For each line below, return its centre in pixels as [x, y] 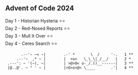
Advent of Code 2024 [40, 8]
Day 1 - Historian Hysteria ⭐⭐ [35, 21]
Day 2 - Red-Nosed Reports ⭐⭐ [38, 28]
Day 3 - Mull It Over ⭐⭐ [29, 36]
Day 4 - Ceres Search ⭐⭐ [31, 43]
